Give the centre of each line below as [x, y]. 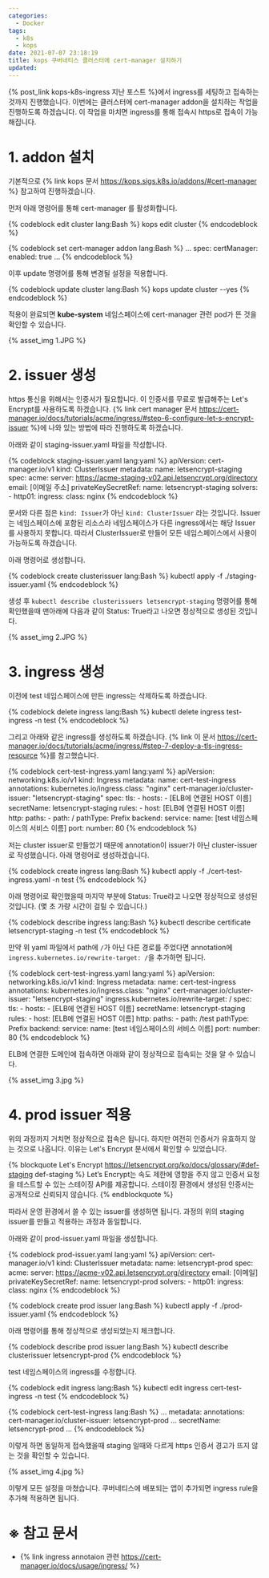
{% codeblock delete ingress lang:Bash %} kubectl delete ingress [116, 711]
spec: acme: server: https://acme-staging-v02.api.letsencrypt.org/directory [133, 477]
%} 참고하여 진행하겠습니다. [52, 191]
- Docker [30, 23]
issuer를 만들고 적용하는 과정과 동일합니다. [75, 1221]
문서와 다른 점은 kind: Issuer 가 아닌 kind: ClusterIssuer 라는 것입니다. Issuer [134, 512]
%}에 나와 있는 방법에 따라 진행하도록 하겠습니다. [106, 427]
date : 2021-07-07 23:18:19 [53, 53]
